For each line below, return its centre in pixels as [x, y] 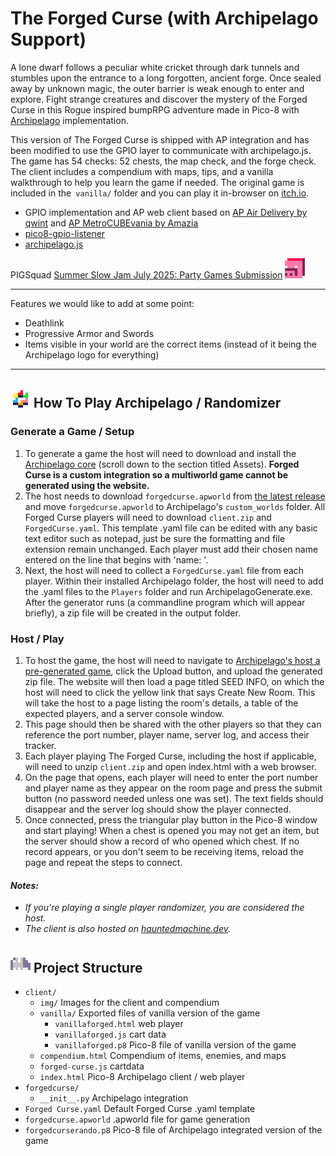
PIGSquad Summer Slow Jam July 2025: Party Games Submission [146, 274]
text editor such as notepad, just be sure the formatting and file [155, 538]
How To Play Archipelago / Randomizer [157, 403]
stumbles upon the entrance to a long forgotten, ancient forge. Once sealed [166, 78]
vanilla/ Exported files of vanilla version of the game [150, 1013]
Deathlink [44, 323]
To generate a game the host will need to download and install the [160, 453]
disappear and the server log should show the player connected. [158, 809]
